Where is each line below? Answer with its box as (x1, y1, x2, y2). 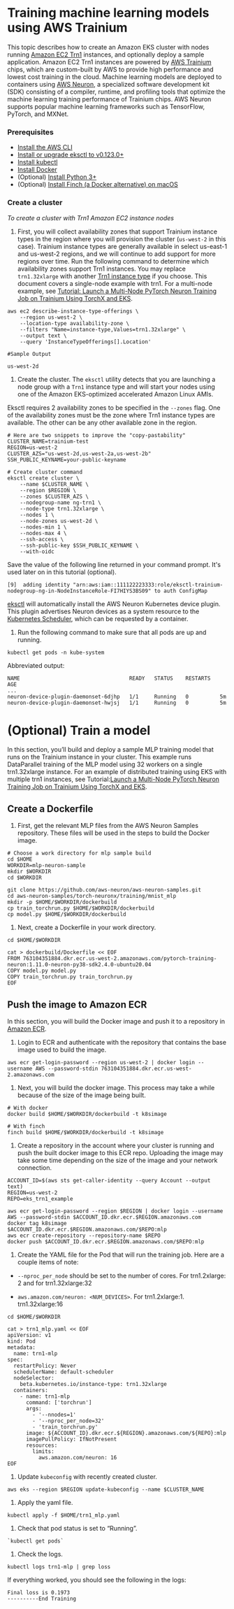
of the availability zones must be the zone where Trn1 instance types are (7, 410, 215, 419)
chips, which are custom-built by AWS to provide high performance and (7, 65, 214, 73)
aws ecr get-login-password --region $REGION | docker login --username (7, 1208, 224, 1215)
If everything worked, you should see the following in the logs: (7, 1575, 187, 1585)
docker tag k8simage (7, 1220, 68, 1227)
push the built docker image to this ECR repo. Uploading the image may (17, 1149, 224, 1157)
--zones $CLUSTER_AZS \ (20, 493, 89, 500)
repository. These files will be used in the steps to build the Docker (17, 829, 210, 837)
